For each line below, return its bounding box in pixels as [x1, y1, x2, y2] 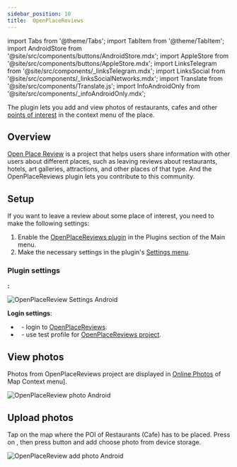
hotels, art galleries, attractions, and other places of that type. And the [7, 164, 212, 174]
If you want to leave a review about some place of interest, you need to [7, 212, 214, 220]
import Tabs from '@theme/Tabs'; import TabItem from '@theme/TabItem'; [7, 36, 225, 45]
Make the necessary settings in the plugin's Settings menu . [17, 248, 191, 257]
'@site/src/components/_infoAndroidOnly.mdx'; [7, 89, 146, 98]
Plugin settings [7, 266, 60, 276]
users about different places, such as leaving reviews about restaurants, [7, 157, 218, 166]
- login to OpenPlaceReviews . [21, 323, 108, 332]
